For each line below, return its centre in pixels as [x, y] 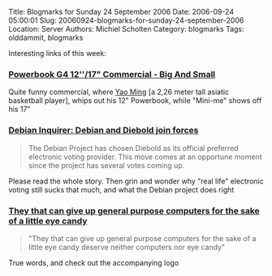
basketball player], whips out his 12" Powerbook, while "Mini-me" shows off [135, 101]
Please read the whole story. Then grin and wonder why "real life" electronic [136, 181]
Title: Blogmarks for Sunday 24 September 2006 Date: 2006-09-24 [121, 12]
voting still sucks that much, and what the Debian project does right [121, 189]
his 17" [19, 110]
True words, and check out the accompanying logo [94, 262]
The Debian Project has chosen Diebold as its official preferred [133, 148]
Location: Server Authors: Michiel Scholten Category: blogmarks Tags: [127, 29]
